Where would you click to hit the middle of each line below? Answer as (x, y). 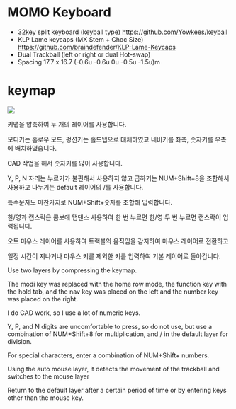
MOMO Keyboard (59, 12)
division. (19, 341)
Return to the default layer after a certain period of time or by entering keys (117, 390)
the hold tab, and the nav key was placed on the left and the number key (113, 292)
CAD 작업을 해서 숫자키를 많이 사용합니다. (65, 163)
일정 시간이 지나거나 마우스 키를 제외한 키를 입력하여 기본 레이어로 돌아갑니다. (114, 256)
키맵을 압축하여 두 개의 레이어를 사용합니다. (67, 124)
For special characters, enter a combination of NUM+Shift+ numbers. (108, 355)
